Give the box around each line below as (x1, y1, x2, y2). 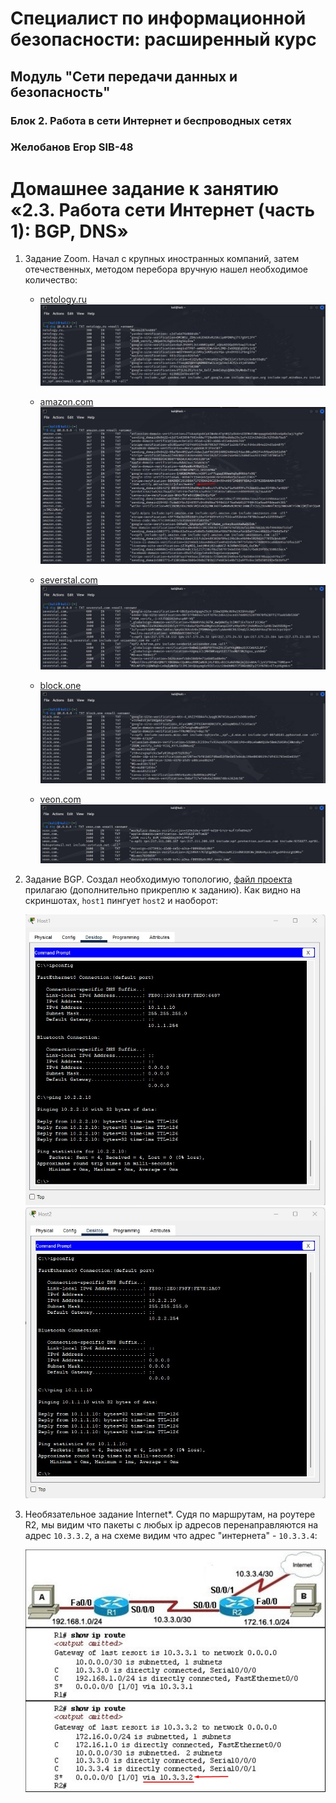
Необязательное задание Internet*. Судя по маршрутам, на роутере (24, 1508, 316, 1520)
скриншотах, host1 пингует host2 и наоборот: (24, 895, 219, 907)
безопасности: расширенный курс (10, 28, 317, 51)
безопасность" (10, 83, 111, 101)
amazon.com (39, 395, 94, 407)
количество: (24, 274, 78, 286)
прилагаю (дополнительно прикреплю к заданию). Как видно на (24, 884, 302, 896)
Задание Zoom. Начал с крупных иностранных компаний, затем (24, 253, 300, 265)
